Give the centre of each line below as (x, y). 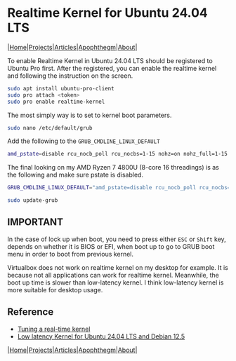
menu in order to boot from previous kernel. (70, 254)
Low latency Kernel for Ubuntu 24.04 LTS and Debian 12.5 (101, 336)
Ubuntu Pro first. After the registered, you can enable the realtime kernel (112, 68)
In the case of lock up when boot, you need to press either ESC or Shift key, (117, 239)
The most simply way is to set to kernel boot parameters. (90, 115)
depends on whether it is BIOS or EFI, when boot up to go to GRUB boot (111, 246)
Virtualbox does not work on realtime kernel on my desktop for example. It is (118, 267)
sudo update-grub (33, 200)
